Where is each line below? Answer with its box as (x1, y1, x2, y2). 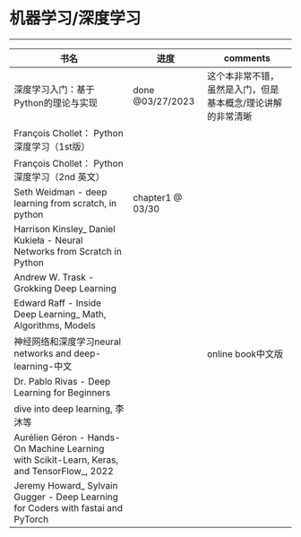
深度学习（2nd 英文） (13, 170, 105, 183)
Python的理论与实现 (13, 96, 99, 108)
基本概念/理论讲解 (207, 96, 282, 108)
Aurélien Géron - (13, 431, 86, 444)
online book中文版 (207, 347, 284, 359)
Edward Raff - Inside (13, 297, 101, 309)
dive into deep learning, (13, 403, 114, 415)
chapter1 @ (133, 191, 183, 204)
